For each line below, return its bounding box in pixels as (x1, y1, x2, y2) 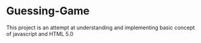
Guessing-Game (6, 4, 90, 18)
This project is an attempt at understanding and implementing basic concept (6, 24, 195, 31)
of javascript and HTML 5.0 (6, 30, 74, 37)
